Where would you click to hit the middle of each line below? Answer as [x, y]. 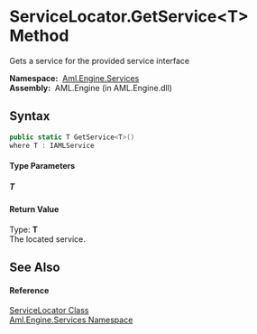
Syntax [30, 116]
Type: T [24, 229]
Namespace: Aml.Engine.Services [74, 78]
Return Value [34, 209]
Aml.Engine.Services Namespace [71, 320]
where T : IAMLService [52, 145]
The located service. [47, 239]
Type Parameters [42, 166]
